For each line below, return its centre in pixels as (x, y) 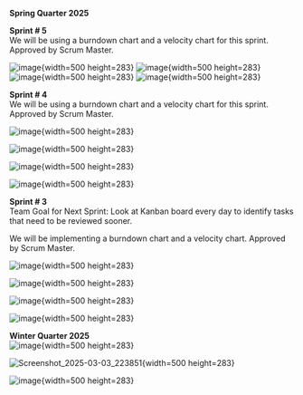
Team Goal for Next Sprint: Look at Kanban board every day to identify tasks (151, 211)
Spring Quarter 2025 (49, 13)
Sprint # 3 (28, 202)
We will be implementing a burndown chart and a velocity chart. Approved (148, 238)
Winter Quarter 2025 (50, 336)
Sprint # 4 (28, 95)
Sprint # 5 (28, 30)
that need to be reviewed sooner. (71, 221)
